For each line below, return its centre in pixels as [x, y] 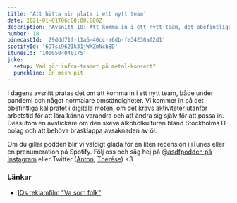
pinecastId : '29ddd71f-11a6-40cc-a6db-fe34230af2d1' [86, 40]
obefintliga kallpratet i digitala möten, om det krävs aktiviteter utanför [108, 108]
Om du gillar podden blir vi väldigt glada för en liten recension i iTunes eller [116, 144]
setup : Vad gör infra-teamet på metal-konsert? [85, 66]
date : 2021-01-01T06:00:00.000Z [55, 20]
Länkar [19, 177]
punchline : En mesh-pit [48, 73]
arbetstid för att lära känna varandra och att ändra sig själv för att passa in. [116, 115]
